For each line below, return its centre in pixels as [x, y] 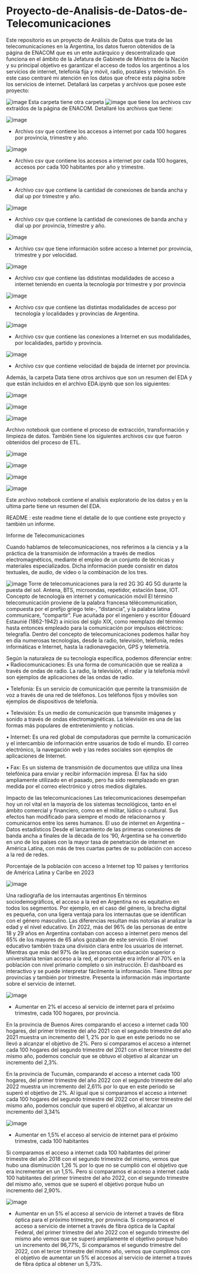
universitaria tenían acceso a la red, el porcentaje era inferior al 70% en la [96, 958]
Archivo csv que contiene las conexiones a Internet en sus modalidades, [103, 336]
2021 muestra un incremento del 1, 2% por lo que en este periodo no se [93, 1037]
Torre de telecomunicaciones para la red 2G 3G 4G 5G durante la [108, 584]
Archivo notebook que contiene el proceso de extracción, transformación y [98, 429]
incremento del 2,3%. [33, 1062]
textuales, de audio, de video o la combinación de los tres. [77, 572]
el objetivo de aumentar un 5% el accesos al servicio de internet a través [103, 1258]
